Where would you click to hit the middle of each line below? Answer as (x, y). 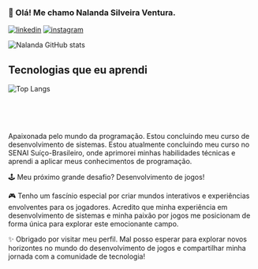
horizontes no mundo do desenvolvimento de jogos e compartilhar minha (127, 248)
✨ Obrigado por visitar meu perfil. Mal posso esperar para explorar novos (127, 239)
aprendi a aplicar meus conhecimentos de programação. (100, 162)
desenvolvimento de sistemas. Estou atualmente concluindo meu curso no (129, 144)
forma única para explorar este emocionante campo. (93, 224)
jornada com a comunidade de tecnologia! (77, 256)
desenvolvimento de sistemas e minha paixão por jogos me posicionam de (129, 215)
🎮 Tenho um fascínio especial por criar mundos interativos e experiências (129, 196)
